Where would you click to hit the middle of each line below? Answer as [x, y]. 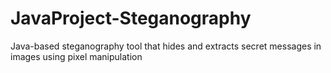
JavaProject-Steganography [131, 18]
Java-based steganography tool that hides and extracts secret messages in [166, 46]
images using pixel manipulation [76, 56]
